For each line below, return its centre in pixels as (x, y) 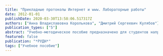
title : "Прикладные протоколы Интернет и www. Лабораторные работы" (76, 9)
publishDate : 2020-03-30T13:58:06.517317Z (49, 19)
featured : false (21, 37)
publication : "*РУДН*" (28, 41)
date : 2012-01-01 (23, 14)
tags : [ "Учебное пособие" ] (32, 46)
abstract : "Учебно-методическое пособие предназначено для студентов (77, 32)
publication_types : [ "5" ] (31, 28)
